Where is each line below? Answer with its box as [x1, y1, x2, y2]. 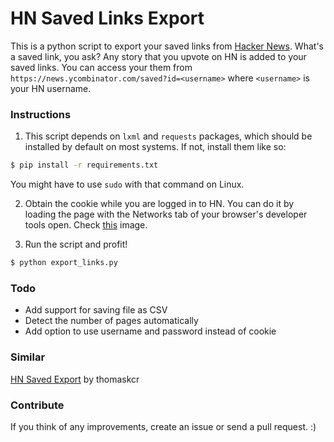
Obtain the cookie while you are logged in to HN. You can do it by [24, 198, 295, 210]
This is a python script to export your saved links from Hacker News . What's [10, 40, 324, 52]
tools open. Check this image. [24, 219, 148, 231]
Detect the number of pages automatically [24, 315, 199, 327]
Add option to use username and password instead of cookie [24, 325, 277, 337]
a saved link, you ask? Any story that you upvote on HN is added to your [10, 50, 307, 62]
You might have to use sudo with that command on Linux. [10, 178, 245, 191]
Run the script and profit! [24, 238, 128, 251]
